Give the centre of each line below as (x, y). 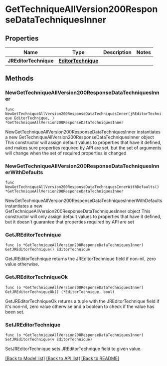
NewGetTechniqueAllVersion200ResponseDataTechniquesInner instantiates (83, 131)
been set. (15, 311)
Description (117, 52)
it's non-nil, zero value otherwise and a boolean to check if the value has (80, 306)
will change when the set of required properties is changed (66, 153)
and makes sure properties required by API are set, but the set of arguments (83, 147)
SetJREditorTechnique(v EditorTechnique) (49, 339)
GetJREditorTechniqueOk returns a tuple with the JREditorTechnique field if (82, 301)
